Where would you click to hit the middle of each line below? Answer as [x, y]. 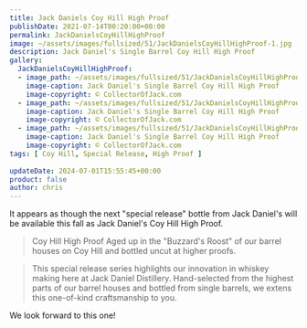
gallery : [26, 60]
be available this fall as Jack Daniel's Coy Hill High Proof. [116, 224]
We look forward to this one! [63, 315]
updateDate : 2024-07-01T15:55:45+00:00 [85, 171]
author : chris [37, 188]
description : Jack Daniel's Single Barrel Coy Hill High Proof [132, 52]
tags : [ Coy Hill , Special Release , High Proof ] [106, 153]
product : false [38, 179]
